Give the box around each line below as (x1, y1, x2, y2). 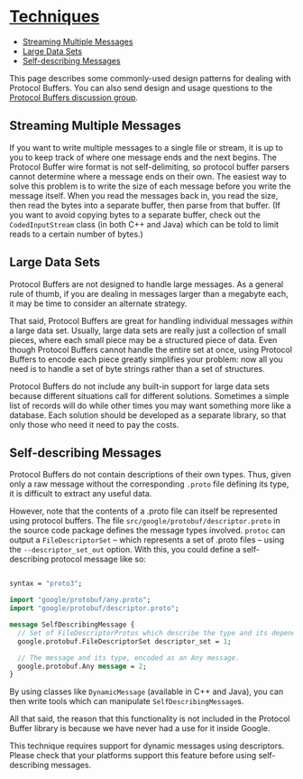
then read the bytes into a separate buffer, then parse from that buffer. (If (9, 199, 281, 210)
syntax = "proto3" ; (9, 580, 83, 589)
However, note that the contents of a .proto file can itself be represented (9, 505, 278, 516)
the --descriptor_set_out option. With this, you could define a (9, 544, 241, 555)
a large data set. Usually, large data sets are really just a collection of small (9, 325, 287, 336)
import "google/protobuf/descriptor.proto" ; (9, 604, 179, 613)
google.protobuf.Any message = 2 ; (17, 662, 147, 671)
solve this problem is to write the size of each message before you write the (9, 181, 291, 191)
